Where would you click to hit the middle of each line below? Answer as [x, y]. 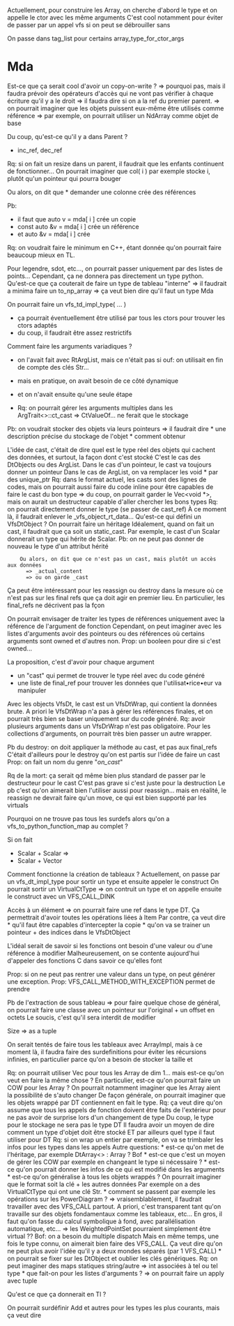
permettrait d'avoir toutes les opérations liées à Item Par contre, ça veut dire [117, 917]
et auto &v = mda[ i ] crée [54, 234]
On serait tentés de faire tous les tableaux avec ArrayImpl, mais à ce [105, 1044]
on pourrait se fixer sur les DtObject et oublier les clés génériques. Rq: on [112, 1258]
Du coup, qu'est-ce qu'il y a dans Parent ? [68, 136]
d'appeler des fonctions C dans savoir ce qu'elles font [85, 961]
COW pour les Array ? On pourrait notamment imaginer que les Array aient [114, 1087]
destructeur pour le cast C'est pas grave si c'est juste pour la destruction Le [116, 782]
